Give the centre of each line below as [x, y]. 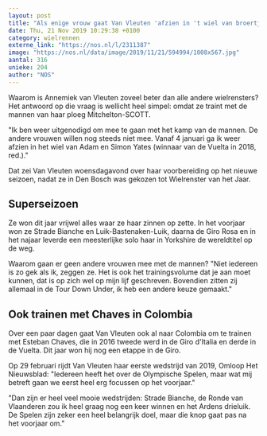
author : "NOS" [32, 75]
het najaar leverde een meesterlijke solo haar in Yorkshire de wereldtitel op [130, 240]
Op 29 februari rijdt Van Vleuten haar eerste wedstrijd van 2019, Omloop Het [133, 366]
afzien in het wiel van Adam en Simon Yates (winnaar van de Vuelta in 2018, [132, 146]
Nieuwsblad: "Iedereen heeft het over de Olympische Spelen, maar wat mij [130, 374]
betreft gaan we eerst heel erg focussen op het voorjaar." [102, 383]
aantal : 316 [28, 60]
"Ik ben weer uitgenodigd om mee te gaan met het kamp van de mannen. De [133, 130]
